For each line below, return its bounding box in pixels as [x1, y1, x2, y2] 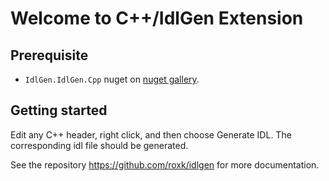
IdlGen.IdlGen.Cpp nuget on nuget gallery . [24, 73, 200, 85]
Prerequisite [10, 47, 89, 64]
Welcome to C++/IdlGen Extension [10, 7, 304, 30]
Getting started [10, 102, 108, 119]
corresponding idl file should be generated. [10, 139, 189, 151]
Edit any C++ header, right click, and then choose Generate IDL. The [10, 128, 292, 141]
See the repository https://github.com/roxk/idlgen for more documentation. [10, 158, 320, 171]
